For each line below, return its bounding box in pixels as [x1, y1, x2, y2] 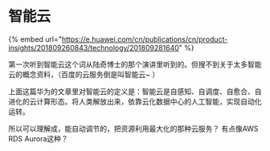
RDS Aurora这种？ [8, 133, 68, 143]
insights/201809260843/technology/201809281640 [8, 43, 179, 52]
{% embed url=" [8, 34, 63, 44]
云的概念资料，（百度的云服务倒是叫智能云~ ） [8, 69, 160, 79]
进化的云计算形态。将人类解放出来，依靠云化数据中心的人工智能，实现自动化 [8, 96, 262, 106]
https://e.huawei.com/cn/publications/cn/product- [61, 34, 228, 44]
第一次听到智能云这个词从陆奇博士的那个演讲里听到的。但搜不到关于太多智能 [8, 59, 262, 69]
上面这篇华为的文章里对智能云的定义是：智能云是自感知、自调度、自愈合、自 [8, 86, 262, 96]
